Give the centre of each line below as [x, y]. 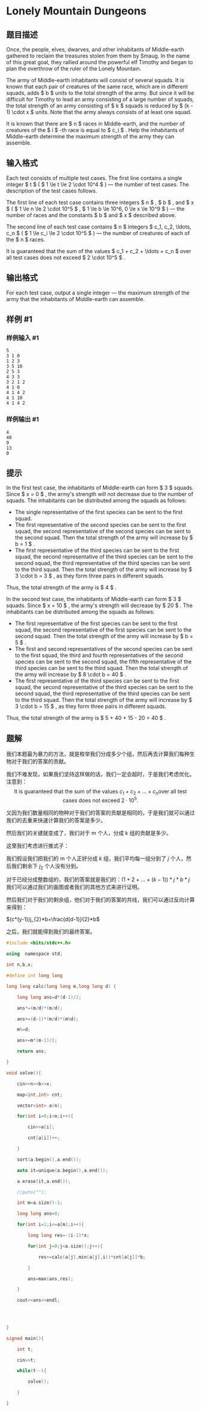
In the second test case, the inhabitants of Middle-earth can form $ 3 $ [94, 599]
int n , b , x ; [20, 965]
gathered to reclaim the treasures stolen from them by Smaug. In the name [98, 56]
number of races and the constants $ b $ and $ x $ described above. [91, 215]
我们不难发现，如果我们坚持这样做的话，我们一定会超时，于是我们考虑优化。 [100, 774]
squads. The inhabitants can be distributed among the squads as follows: [96, 501]
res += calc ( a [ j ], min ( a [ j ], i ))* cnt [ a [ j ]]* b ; [92, 1257]
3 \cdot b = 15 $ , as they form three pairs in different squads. [90, 707]
